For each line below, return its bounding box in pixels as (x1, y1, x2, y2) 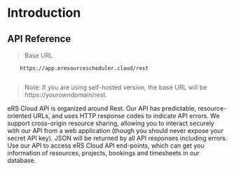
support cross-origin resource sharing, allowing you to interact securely (7, 119, 215, 127)
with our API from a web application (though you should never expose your (7, 127, 224, 134)
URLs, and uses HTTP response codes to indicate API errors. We (32, 112, 220, 120)
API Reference (7, 33, 71, 45)
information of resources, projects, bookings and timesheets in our (7, 149, 200, 157)
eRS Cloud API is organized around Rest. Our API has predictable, (7, 104, 197, 113)
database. (7, 156, 36, 164)
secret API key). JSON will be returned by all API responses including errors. (7, 134, 228, 142)
